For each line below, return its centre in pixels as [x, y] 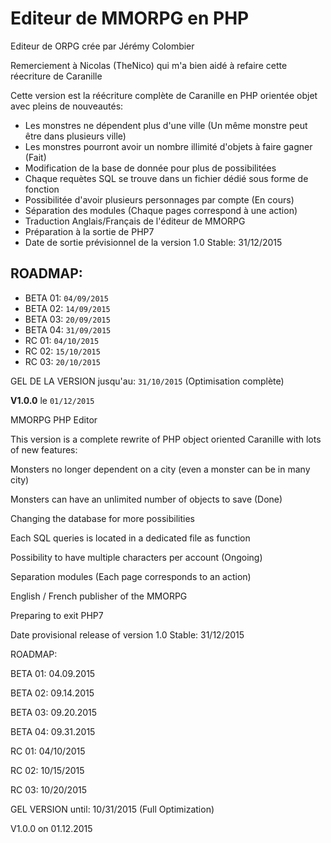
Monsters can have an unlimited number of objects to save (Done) [146, 499]
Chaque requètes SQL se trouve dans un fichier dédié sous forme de [166, 178]
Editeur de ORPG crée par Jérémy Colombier [102, 46]
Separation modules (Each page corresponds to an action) [131, 576]
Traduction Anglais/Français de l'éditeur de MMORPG [135, 221]
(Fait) [35, 157]
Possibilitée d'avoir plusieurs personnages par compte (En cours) [159, 199]
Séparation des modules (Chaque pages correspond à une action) [161, 210]
